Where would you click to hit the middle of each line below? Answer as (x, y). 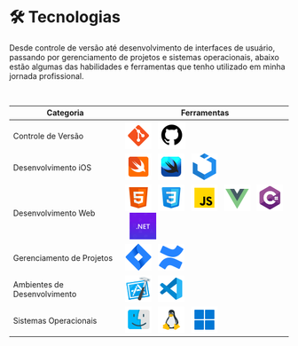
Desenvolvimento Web (54, 213)
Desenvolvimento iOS (52, 167)
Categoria (65, 113)
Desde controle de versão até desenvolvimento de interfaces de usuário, (142, 47)
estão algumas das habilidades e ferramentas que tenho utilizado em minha (147, 67)
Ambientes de (38, 285)
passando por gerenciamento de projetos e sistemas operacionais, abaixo (144, 57)
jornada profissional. (47, 75)
